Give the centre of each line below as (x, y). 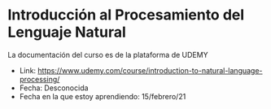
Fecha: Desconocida (54, 88)
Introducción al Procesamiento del (126, 15)
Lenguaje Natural (67, 32)
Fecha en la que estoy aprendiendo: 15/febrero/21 (103, 96)
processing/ (39, 79)
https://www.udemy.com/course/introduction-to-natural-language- (150, 70)
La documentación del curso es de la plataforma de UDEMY (108, 54)
